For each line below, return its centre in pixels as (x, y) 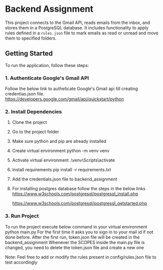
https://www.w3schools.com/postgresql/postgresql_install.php (75, 194)
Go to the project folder (36, 132)
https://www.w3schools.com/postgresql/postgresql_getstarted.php (80, 203)
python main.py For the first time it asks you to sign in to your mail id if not (79, 232)
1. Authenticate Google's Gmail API (47, 78)
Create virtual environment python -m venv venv (61, 151)
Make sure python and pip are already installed (59, 141)
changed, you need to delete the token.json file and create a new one (75, 247)
